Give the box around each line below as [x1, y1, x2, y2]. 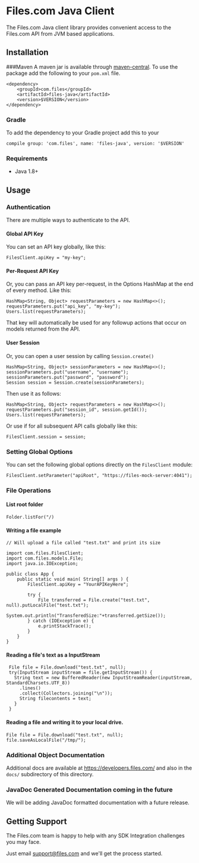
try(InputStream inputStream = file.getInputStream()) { [8, 670, 153, 676]
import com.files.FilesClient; [6, 550, 84, 557]
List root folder [6, 501, 43, 508]
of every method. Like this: [6, 287, 72, 294]
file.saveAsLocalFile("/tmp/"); [6, 737, 86, 743]
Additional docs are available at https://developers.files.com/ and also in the [6, 764, 192, 771]
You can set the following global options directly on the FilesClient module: [6, 461, 193, 468]
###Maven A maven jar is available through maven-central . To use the [6, 63, 178, 70]
